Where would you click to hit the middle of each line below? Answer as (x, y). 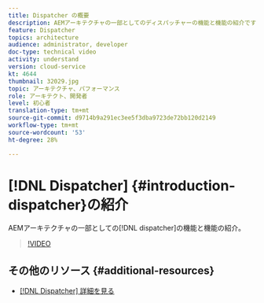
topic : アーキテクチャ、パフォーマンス (64, 89)
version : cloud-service (47, 67)
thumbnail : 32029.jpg (44, 81)
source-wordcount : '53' (47, 132)
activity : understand (44, 60)
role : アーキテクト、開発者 (48, 96)
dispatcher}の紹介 (68, 205)
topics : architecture (44, 37)
